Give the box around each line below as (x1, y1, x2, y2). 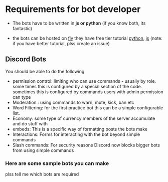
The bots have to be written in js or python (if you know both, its (12, 20, 146, 26)
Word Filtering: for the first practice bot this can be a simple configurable (12, 104, 163, 111)
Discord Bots (5, 55, 47, 64)
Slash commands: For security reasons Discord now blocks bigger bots (12, 142, 160, 148)
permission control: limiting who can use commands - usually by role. (12, 78, 156, 84)
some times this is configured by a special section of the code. (12, 83, 142, 89)
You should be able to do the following (5, 68, 85, 74)
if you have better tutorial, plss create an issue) (12, 40, 110, 46)
